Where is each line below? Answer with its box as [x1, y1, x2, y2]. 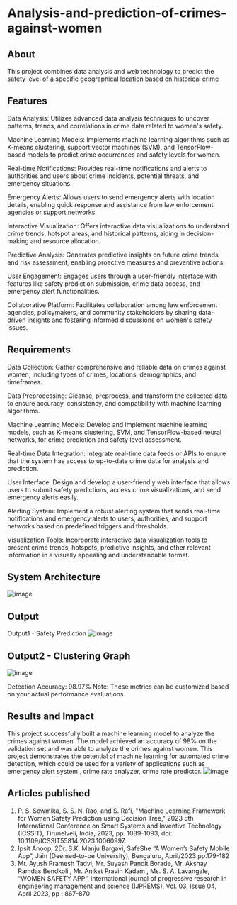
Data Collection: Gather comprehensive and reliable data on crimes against [7, 362, 226, 371]
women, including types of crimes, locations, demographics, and [7, 370, 197, 379]
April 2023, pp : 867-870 [17, 889, 91, 898]
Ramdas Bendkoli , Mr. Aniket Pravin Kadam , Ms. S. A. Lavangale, [17, 867, 210, 875]
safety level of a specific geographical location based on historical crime [7, 74, 219, 83]
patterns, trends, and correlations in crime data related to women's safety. [7, 121, 224, 130]
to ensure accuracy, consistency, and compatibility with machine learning [7, 399, 221, 407]
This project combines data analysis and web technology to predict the [7, 67, 214, 75]
